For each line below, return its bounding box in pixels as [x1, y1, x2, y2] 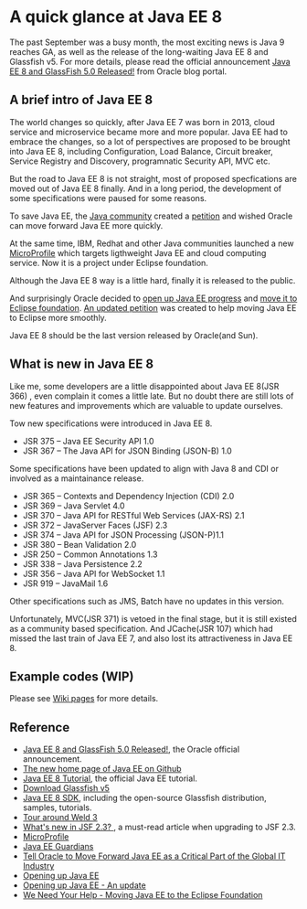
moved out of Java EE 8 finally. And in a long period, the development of [9, 183, 281, 194]
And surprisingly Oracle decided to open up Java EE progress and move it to [9, 293, 298, 304]
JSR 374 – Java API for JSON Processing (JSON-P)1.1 [22, 529, 225, 540]
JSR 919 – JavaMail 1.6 [22, 578, 109, 589]
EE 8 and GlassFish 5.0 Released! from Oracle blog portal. [9, 66, 228, 77]
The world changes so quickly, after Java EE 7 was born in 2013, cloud [9, 116, 276, 127]
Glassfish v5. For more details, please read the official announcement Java [9, 56, 291, 67]
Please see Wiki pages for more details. [9, 693, 159, 704]
